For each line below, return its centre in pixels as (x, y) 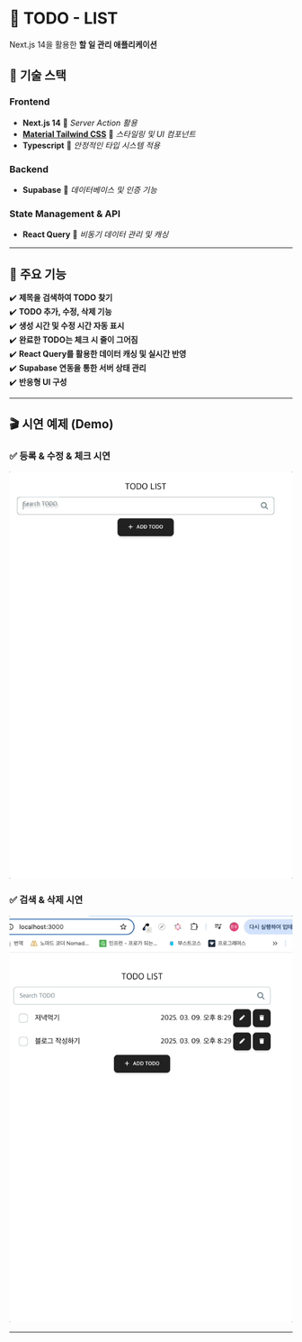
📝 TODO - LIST (64, 18)
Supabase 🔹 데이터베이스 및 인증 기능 (89, 189)
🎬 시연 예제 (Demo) (62, 424)
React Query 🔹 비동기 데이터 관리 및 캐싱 (95, 234)
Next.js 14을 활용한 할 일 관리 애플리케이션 (83, 44)
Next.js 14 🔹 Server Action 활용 (80, 123)
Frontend (30, 102)
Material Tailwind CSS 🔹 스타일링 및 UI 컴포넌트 (109, 133)
